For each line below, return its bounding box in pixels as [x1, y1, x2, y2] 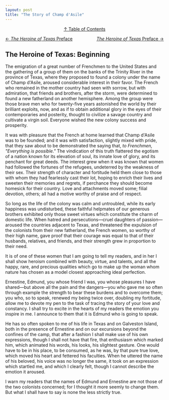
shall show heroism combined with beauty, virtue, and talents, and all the [5, 259, 156, 265]
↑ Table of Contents [63, 26, 106, 32]
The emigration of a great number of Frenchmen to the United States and [5, 63, 157, 69]
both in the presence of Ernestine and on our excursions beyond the [5, 326, 147, 332]
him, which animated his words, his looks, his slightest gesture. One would [5, 342, 159, 348]
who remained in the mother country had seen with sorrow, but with [5, 85, 146, 91]
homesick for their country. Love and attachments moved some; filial [5, 186, 147, 192]
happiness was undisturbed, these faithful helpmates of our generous [5, 206, 150, 212]
